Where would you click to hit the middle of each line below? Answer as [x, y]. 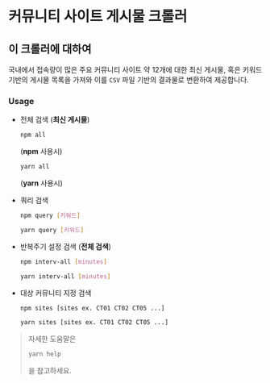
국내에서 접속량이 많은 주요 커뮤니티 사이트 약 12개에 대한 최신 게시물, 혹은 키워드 [135, 70]
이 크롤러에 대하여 [50, 49]
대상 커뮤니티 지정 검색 [56, 293]
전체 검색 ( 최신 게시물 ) [55, 120]
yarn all [35, 167]
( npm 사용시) [41, 152]
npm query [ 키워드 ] [50, 216]
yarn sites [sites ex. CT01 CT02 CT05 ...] [94, 323]
